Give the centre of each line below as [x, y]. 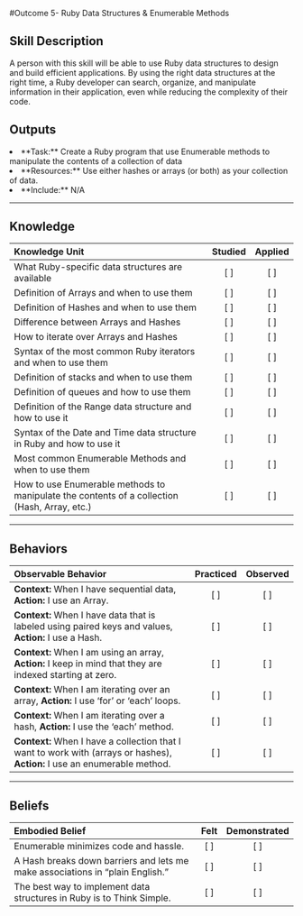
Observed [267, 574]
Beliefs [29, 806]
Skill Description [56, 41]
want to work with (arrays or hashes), [93, 753]
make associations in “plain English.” [92, 872]
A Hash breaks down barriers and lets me [101, 861]
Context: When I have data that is [85, 615]
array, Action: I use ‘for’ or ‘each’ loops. [97, 701]
